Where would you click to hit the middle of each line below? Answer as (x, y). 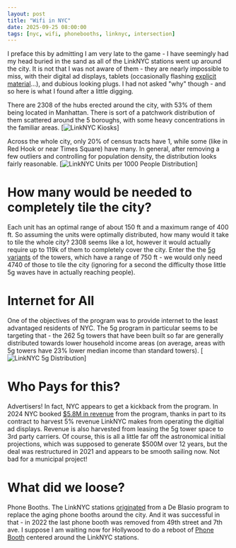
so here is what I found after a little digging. (71, 91)
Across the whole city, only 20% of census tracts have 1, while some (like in (118, 142)
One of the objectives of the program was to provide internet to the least (113, 321)
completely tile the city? (79, 208)
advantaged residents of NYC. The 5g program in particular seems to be (112, 328)
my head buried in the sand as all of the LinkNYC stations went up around (114, 62)
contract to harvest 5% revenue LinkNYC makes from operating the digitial (116, 421)
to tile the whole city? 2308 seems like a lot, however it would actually (109, 242)
